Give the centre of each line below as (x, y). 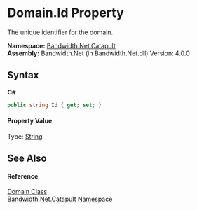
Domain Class (27, 192)
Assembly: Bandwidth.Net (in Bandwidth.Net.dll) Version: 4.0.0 (99, 53)
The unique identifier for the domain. (60, 32)
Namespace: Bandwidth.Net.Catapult (61, 45)
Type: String (25, 136)
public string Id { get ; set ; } (54, 105)
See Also (27, 159)
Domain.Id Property (66, 13)
